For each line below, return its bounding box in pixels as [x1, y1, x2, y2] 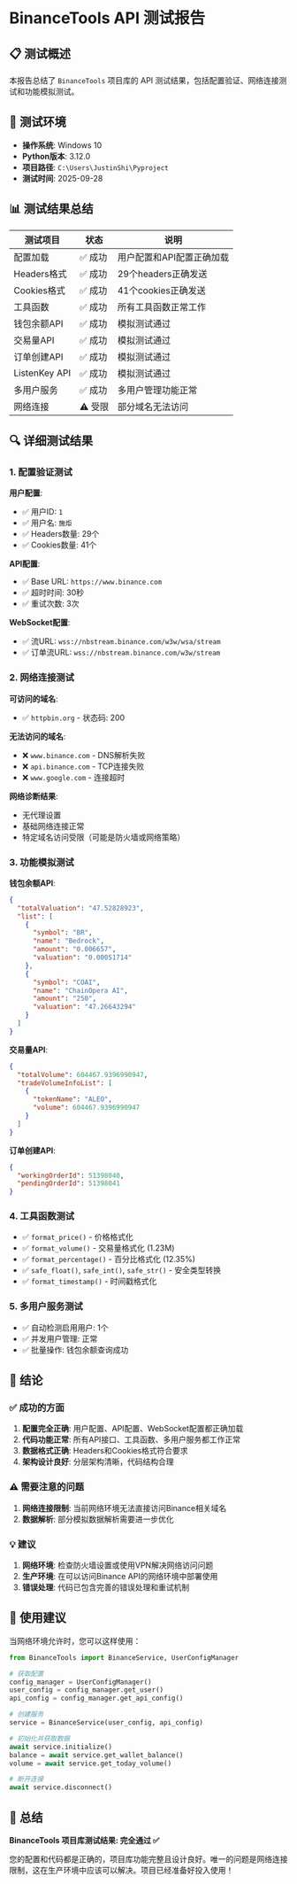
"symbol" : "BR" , [32, 928, 93, 937]
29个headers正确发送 [117, 267, 208, 280]
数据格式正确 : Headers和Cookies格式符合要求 [21, 1446, 188, 1456]
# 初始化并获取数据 [9, 1733, 71, 1743]
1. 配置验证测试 [9, 466, 73, 478]
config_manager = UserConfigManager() [9, 1678, 152, 1686]
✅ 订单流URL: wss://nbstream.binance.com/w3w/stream [21, 647, 221, 658]
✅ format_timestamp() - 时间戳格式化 [21, 1276, 157, 1287]
